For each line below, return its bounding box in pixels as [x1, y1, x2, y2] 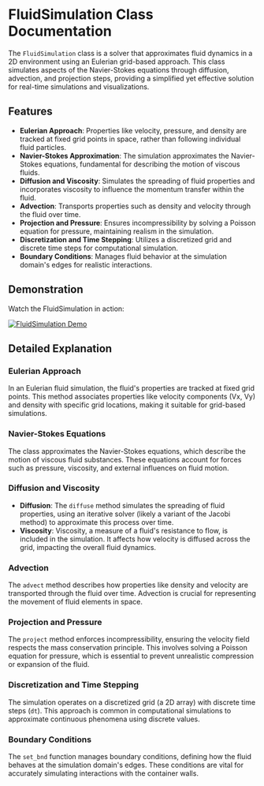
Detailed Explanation [8, 342, 113, 355]
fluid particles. [19, 142, 67, 152]
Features [8, 105, 53, 118]
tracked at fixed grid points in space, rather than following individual [19, 134, 241, 144]
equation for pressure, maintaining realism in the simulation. [19, 226, 214, 236]
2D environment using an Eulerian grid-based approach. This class [8, 57, 225, 66]
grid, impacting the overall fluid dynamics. [19, 542, 156, 552]
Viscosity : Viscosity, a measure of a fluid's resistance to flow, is [19, 526, 229, 535]
